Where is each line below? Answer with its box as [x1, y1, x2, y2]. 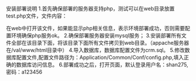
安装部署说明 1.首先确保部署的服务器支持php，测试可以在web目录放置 [6, 5, 175, 12]
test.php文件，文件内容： [6, 12, 67, 19]
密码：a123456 [6, 69, 43, 75]
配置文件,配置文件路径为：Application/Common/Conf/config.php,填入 [16, 54, 184, 61]
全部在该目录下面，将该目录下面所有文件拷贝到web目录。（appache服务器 [11, 40, 190, 46]
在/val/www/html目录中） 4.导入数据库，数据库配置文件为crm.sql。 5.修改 [6, 47, 185, 54]
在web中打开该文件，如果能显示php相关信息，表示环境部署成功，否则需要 [6, 25, 185, 31]
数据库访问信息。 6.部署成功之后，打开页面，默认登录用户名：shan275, [16, 61, 189, 68]
